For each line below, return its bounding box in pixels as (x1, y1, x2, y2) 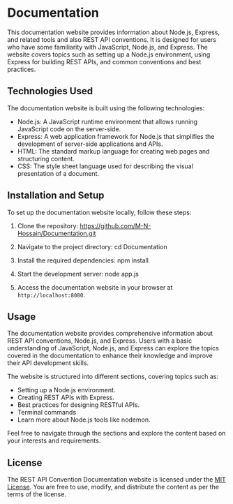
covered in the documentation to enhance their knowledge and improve (7, 351, 213, 360)
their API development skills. (7, 359, 89, 367)
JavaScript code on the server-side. (17, 124, 121, 133)
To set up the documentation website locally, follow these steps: (7, 208, 192, 216)
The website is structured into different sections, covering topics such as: (7, 372, 218, 381)
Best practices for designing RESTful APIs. (17, 401, 140, 409)
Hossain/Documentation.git (17, 229, 96, 237)
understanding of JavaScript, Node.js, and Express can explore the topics (7, 344, 220, 353)
